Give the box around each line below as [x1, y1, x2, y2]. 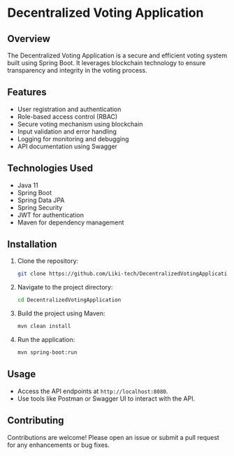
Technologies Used [7, 162, 93, 174]
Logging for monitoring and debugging [17, 134, 129, 143]
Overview [7, 33, 51, 45]
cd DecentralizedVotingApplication [17, 297, 122, 304]
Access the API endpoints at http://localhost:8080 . [17, 387, 168, 395]
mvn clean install [17, 323, 71, 330]
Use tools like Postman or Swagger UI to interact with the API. [17, 394, 196, 403]
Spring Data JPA [17, 196, 65, 204]
